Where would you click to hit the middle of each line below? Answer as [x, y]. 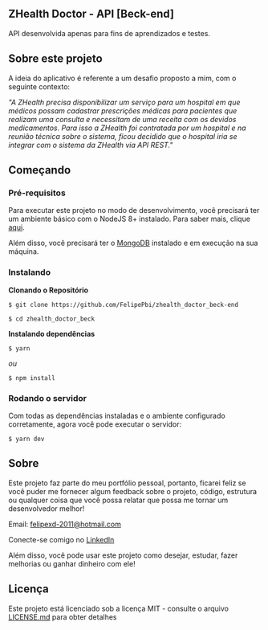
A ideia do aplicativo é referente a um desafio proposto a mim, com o [122, 78]
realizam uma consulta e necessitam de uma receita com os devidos [122, 119]
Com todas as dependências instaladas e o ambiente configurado [117, 415]
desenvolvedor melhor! [47, 508]
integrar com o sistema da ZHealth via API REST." [91, 145]
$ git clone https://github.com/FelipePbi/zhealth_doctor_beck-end [124, 305]
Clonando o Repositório [49, 290]
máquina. [24, 252]
